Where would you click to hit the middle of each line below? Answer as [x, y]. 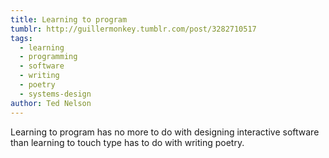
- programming [48, 57]
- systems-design [55, 94]
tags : [21, 38]
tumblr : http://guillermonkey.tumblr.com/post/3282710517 [133, 29]
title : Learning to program [69, 19]
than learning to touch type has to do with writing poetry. [127, 142]
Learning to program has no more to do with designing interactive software [165, 132]
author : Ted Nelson [51, 103]
